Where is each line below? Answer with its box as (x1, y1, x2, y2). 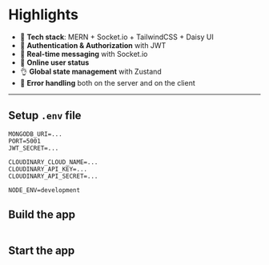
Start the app (8, 243, 75, 257)
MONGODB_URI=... (8, 130, 62, 138)
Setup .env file (8, 109, 82, 122)
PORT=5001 (8, 137, 42, 145)
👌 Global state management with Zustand (19, 66, 162, 76)
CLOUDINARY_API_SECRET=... (8, 172, 98, 180)
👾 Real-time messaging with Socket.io (19, 49, 148, 58)
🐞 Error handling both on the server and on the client (19, 78, 195, 87)
